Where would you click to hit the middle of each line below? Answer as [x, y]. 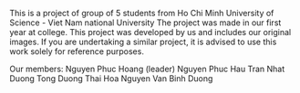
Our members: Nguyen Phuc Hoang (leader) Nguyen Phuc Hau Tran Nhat [147, 69]
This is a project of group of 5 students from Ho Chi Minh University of [142, 13]
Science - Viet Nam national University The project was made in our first [145, 23]
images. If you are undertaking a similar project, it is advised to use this [143, 42]
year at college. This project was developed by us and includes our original [150, 32]
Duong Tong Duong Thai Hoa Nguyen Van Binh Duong [111, 79]
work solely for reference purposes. [77, 51]
